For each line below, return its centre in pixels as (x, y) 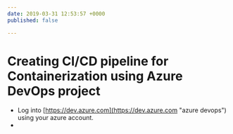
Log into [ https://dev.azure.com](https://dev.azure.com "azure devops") (122, 110)
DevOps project (54, 91)
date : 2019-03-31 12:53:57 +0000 (56, 14)
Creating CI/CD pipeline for (88, 61)
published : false (33, 20)
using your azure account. (55, 118)
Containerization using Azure (95, 76)
